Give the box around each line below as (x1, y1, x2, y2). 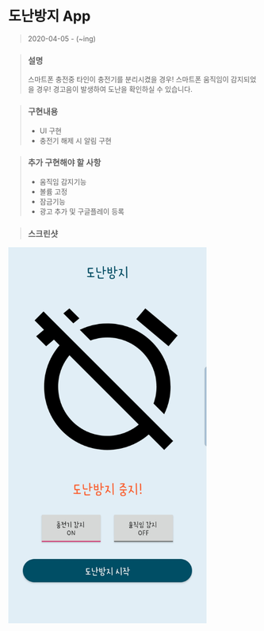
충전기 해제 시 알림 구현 (39, 135, 113, 145)
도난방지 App (8, 7, 91, 25)
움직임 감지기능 (39, 177, 87, 186)
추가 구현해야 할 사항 (27, 158, 101, 169)
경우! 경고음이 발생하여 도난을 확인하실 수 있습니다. (36, 85, 193, 94)
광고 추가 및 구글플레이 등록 (39, 207, 124, 216)
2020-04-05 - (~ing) (27, 33, 97, 44)
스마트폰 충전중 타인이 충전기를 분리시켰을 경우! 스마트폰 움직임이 (27, 74, 229, 84)
